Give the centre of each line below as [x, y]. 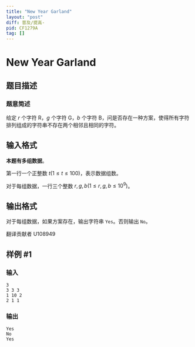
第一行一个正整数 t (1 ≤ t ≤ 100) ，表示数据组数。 [64, 173]
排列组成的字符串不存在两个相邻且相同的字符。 [63, 125]
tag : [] [16, 34]
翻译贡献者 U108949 [31, 234]
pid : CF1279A [22, 28]
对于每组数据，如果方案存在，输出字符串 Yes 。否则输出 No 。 [78, 222]
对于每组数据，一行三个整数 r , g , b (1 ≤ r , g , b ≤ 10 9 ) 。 [70, 185]
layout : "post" [25, 17]
